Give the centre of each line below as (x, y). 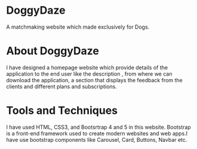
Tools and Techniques (62, 111)
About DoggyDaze (53, 51)
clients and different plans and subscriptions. (62, 86)
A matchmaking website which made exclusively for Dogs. (78, 27)
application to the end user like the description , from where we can (89, 74)
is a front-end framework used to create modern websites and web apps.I (97, 133)
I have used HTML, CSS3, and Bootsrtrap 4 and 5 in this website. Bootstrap (98, 127)
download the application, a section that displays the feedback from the (95, 80)
